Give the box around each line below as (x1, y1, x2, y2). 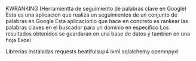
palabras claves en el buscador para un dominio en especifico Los (5, 24, 169, 31)
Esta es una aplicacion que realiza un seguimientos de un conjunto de (5, 11, 177, 18)
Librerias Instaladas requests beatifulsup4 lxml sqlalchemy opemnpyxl (5, 48, 179, 55)
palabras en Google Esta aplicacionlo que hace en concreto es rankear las (5, 18, 189, 24)
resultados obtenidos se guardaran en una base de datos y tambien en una (5, 30, 191, 37)
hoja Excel (5, 37, 31, 43)
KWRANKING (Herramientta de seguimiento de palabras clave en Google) (5, 5, 187, 12)
